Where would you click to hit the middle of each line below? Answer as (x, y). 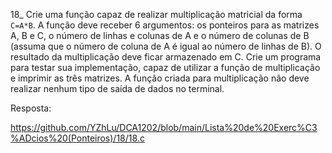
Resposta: (31, 108)
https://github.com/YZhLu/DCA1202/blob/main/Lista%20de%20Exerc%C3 (164, 127)
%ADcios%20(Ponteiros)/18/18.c (77, 138)
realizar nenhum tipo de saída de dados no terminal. (117, 88)
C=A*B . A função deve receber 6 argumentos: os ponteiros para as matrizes (165, 25)
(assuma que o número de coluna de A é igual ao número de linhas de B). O (166, 46)
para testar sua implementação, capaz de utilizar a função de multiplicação (165, 67)
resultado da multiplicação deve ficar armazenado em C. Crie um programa (166, 57)
